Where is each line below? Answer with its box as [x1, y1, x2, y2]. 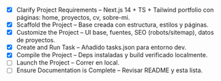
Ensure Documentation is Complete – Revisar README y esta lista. [16, 66, 203, 74]
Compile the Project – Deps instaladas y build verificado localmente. [16, 51, 208, 59]
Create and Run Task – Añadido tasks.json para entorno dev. [16, 44, 187, 52]
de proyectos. [16, 36, 56, 44]
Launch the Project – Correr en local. [16, 59, 120, 67]
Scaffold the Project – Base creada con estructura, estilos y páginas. [16, 20, 209, 29]
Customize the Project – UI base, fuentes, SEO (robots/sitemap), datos [16, 29, 214, 37]
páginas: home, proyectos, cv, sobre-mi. [16, 14, 130, 22]
